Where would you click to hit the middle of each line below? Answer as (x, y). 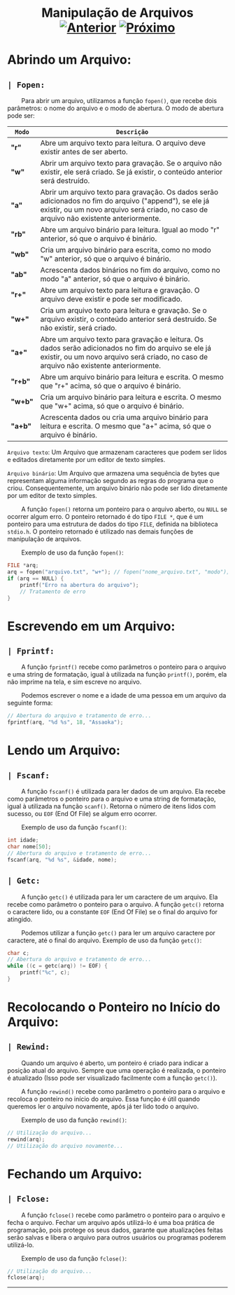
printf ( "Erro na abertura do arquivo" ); (79, 585)
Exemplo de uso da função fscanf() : (74, 827)
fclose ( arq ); (26, 1277)
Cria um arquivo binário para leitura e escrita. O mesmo (131, 398)
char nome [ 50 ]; (29, 847)
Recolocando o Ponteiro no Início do (114, 1007)
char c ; (19, 953)
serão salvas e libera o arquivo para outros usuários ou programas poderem (116, 1237)
